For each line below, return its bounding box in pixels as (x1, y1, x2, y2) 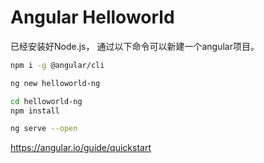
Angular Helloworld (10, 6, 175, 29)
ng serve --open (10, 124, 78, 134)
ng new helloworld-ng (10, 78, 101, 88)
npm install (10, 106, 60, 116)
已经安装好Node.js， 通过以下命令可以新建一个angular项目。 (10, 40, 260, 52)
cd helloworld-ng (10, 96, 83, 106)
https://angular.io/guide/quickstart (10, 142, 152, 154)
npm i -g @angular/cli (10, 60, 105, 70)
